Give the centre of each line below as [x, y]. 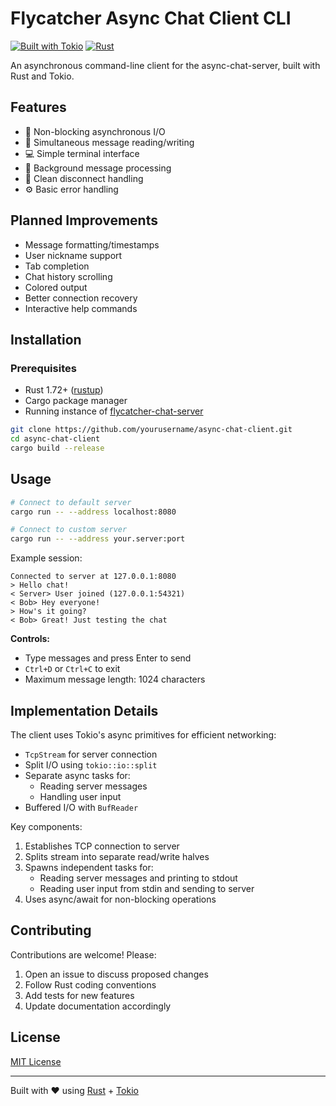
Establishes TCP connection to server [102, 846]
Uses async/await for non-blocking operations [120, 899]
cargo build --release [57, 448]
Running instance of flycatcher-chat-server [114, 411]
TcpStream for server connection [91, 754]
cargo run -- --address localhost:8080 [93, 512]
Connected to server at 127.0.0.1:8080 [93, 577]
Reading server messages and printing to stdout [138, 878]
